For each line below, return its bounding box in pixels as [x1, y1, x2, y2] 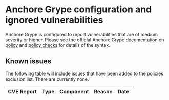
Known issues [5, 57, 52, 66]
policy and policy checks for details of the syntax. [5, 42, 110, 48]
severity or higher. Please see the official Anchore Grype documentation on [5, 37, 164, 43]
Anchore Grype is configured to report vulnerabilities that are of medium [5, 31, 158, 37]
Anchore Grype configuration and [5, 4, 152, 15]
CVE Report [8, 88, 37, 95]
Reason [94, 88, 113, 95]
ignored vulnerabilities [5, 14, 103, 26]
